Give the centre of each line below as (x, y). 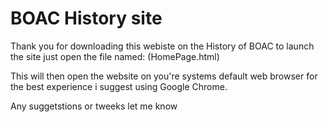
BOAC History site (86, 18)
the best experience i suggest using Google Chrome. (119, 86)
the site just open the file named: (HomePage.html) (115, 56)
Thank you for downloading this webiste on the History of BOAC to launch (162, 46)
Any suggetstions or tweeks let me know (94, 106)
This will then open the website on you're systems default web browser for (164, 76)
